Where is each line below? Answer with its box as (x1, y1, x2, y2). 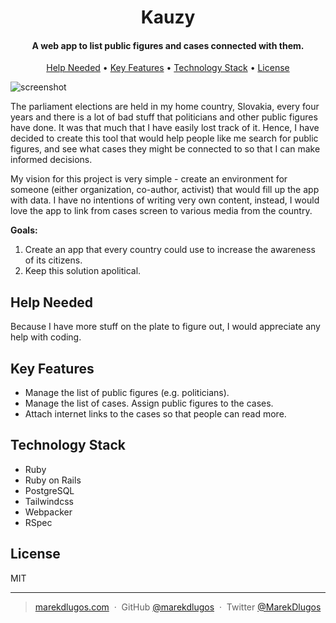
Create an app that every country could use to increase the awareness (24, 244, 316, 256)
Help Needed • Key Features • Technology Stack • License (46, 62, 290, 74)
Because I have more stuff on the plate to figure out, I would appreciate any (10, 321, 321, 333)
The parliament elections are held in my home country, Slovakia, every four (10, 101, 320, 113)
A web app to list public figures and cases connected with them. (31, 39, 305, 51)
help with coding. (10, 331, 82, 343)
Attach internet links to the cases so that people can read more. (24, 408, 287, 420)
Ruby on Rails (24, 474, 82, 486)
